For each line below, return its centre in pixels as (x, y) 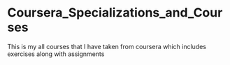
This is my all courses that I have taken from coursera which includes (107, 46)
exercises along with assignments (56, 54)
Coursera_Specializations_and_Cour (115, 13)
